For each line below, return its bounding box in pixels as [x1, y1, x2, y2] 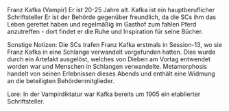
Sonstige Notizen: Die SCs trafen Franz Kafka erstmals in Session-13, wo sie [7, 41, 223, 48]
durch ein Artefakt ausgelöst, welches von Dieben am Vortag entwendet [7, 55, 211, 63]
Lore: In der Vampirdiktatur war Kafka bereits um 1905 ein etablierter [7, 90, 201, 98]
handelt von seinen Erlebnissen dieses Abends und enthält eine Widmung [7, 69, 215, 78]
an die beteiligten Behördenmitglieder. [7, 77, 114, 84]
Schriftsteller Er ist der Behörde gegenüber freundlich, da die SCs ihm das [7, 13, 217, 21]
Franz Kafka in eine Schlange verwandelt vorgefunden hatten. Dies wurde [7, 48, 216, 56]
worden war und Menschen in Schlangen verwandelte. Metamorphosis [7, 63, 208, 70]
